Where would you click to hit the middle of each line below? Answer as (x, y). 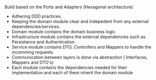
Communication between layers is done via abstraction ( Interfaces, (79, 57)
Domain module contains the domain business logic (63, 32)
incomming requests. (33, 52)
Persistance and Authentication (43, 42)
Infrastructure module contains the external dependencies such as (78, 37)
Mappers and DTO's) (33, 62)
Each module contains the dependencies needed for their (69, 67)
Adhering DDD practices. (37, 16)
